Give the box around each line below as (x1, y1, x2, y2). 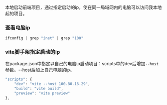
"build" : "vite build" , (14, 86, 64, 91)
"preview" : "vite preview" (14, 91, 70, 96)
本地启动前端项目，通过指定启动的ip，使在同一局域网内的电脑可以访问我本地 (5, 4, 162, 10)
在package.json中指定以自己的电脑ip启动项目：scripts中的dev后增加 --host (5, 61, 159, 67)
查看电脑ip (5, 24, 31, 31)
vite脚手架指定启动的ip (5, 49, 60, 56)
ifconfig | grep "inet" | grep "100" (5, 36, 84, 41)
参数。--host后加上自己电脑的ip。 (5, 67, 75, 73)
